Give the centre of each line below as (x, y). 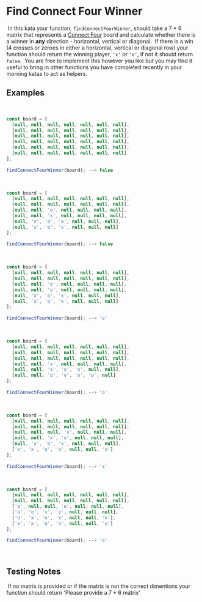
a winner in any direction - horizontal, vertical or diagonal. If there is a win (100, 41)
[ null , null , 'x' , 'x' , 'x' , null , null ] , (67, 370)
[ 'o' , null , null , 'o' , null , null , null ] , (68, 507)
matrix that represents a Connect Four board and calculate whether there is (101, 34)
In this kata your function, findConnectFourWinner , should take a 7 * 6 (95, 28)
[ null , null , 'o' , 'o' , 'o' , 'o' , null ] (64, 375)
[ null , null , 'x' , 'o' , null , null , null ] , (68, 438)
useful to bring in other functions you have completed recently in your (94, 67)
